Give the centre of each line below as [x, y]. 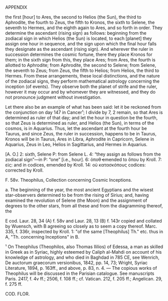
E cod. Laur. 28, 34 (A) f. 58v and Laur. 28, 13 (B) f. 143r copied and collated [83, 221]
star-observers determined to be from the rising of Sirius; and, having [77, 195]
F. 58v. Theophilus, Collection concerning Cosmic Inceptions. [69, 180]
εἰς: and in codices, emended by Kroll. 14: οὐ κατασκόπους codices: [76, 165]
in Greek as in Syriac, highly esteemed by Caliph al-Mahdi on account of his [83, 252]
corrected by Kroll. [24, 170]
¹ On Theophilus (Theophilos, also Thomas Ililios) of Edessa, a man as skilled [84, 247]
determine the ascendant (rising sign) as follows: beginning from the [76, 33]
